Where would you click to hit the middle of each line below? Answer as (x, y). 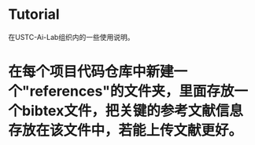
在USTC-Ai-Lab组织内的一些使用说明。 (72, 37)
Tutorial (34, 14)
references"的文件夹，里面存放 (132, 91)
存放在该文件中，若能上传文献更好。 (126, 130)
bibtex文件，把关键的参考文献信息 (133, 111)
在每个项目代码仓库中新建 (91, 72)
